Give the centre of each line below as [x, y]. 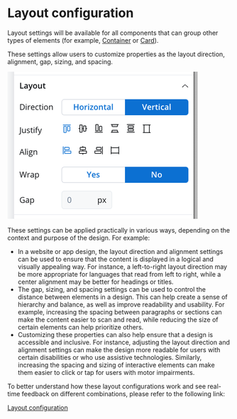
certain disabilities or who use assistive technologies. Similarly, [110, 357]
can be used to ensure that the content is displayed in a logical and [116, 259]
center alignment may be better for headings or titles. [95, 282]
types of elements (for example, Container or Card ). [83, 40]
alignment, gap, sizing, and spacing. [60, 61]
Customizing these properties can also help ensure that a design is [115, 334]
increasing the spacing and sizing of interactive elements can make [116, 365]
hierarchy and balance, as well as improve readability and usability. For [121, 304]
